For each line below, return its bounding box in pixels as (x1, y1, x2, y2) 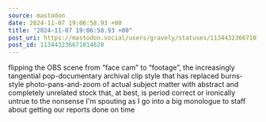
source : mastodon (8, 11, 66, 20)
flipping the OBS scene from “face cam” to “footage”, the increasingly (8, 63, 235, 72)
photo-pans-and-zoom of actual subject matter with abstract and (25, 80, 239, 90)
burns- (220, 71, 244, 81)
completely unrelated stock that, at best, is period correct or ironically (8, 88, 236, 97)
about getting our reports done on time (8, 105, 135, 115)
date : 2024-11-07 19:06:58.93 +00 (8, 19, 123, 27)
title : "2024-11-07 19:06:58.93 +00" (8, 26, 133, 34)
